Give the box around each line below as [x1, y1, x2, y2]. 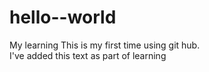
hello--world [9, 6, 117, 29]
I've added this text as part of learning [9, 49, 167, 61]
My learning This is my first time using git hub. [9, 39, 201, 51]
